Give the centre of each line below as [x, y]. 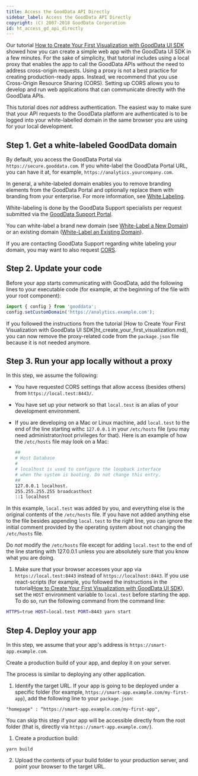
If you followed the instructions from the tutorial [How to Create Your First [96, 323]
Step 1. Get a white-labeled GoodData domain [92, 145]
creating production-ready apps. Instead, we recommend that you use [92, 77]
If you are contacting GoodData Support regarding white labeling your [91, 244]
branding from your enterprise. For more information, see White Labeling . [96, 197]
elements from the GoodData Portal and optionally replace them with [90, 190]
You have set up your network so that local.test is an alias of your [97, 405]
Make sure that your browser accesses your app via [78, 569]
